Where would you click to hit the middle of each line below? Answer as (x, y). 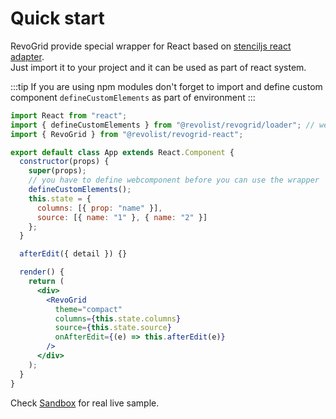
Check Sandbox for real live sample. (85, 403)
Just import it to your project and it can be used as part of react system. (158, 67)
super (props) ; (57, 171)
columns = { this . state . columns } (118, 318)
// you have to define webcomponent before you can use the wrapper (174, 180)
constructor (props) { (64, 162)
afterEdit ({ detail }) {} (73, 254)
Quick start (57, 18)
